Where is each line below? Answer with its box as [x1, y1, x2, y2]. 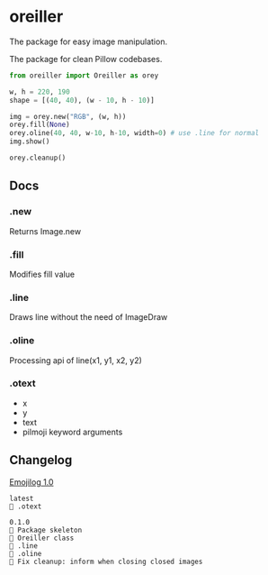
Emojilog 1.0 [9, 476, 54, 488]
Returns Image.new [9, 225, 82, 236]
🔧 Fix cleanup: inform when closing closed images [9, 557, 203, 566]
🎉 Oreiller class [9, 534, 75, 543]
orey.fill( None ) [9, 120, 70, 130]
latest [9, 494, 34, 503]
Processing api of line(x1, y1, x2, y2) [9, 354, 142, 366]
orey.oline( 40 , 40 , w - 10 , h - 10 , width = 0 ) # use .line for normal [9, 129, 259, 138]
